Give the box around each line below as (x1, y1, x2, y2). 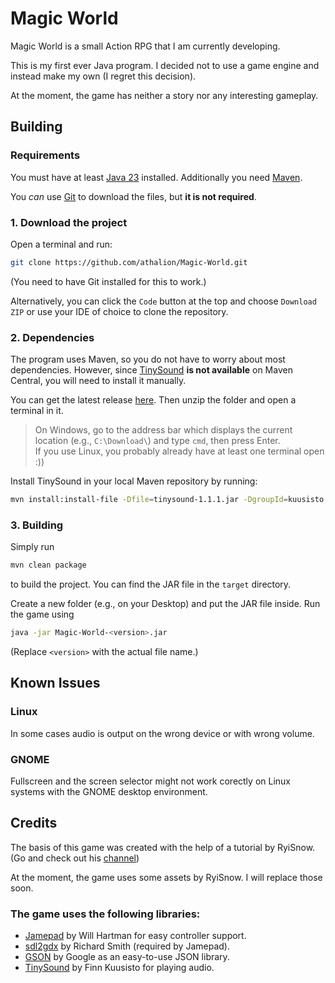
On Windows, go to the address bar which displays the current (34, 424, 293, 436)
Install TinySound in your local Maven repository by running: (10, 475, 258, 487)
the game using (10, 608, 75, 621)
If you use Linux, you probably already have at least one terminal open (34, 445, 325, 457)
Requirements (10, 148, 81, 162)
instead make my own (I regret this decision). (10, 70, 197, 82)
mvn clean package (10, 560, 87, 571)
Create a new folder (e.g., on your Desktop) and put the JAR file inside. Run (10, 598, 321, 610)
